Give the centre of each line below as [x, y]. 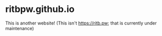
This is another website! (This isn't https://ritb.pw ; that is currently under [81, 23]
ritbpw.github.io [40, 9]
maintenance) [20, 28]
